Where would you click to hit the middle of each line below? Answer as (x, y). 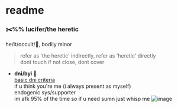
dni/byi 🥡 (25, 74)
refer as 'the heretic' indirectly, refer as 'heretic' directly (88, 56)
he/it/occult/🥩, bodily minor (39, 45)
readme (25, 10)
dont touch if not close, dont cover (62, 62)
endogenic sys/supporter (45, 93)
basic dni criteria (35, 80)
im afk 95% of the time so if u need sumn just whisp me (82, 99)
